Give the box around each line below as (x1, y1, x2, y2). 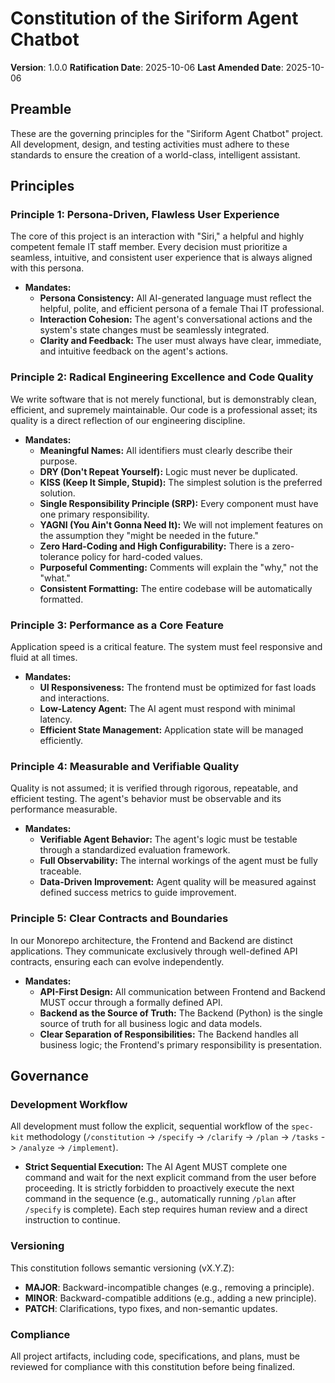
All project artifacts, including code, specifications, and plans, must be (10, 1350, 300, 1362)
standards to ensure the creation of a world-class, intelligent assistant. (10, 148, 301, 161)
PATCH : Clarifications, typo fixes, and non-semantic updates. (24, 1302, 278, 1314)
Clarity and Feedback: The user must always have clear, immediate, (39, 335, 322, 347)
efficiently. (39, 735, 84, 747)
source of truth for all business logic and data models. (39, 1017, 263, 1029)
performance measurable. (10, 803, 118, 816)
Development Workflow (10, 1097, 128, 1111)
